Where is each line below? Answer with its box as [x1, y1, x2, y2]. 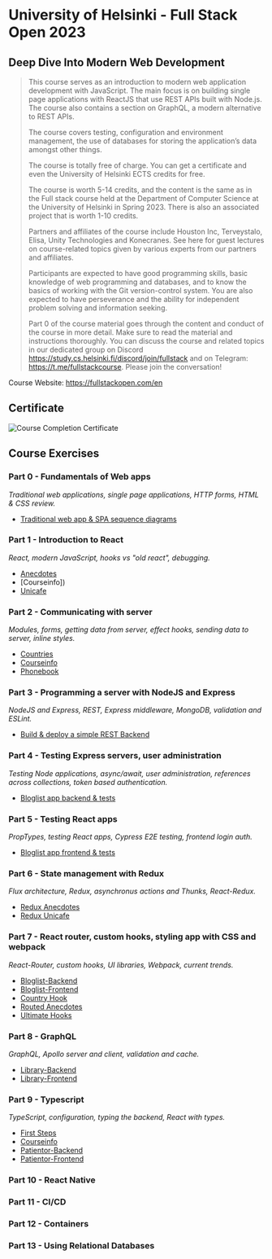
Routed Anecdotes [19, 1002, 83, 1011]
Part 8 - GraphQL [8, 1030, 77, 1042]
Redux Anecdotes [19, 902, 80, 912]
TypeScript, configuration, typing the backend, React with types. [8, 1112, 226, 1122]
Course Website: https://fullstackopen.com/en [8, 378, 163, 388]
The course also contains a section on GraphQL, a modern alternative [28, 103, 261, 112]
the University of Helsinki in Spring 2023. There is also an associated [28, 202, 260, 212]
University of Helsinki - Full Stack [8, 6, 238, 24]
